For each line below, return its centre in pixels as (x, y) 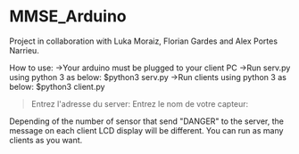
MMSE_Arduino (68, 16)
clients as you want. (46, 140)
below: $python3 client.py (57, 86)
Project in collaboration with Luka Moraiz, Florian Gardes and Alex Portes (144, 41)
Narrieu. (25, 50)
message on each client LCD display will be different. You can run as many (146, 130)
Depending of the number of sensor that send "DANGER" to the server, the (146, 121)
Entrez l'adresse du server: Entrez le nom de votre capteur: (140, 103)
